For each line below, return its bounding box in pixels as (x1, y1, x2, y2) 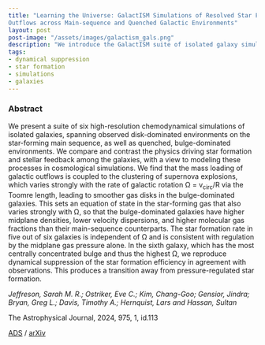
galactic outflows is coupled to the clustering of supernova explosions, (8, 171, 238, 181)
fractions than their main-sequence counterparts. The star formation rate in (8, 224, 254, 233)
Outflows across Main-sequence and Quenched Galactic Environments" (8, 19, 238, 27)
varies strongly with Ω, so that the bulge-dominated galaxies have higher (8, 206, 244, 217)
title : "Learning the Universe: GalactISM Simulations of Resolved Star (8, 11, 252, 20)
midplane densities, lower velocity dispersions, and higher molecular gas (8, 215, 244, 224)
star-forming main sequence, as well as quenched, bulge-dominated (8, 138, 231, 147)
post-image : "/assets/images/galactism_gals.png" (8, 33, 175, 42)
